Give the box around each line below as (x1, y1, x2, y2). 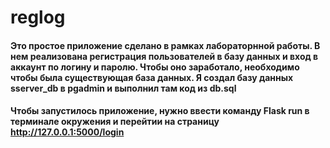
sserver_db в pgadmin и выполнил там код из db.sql (10, 82, 237, 94)
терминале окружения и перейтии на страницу (10, 116, 220, 128)
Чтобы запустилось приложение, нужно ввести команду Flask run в (10, 105, 310, 117)
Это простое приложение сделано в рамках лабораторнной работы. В (10, 39, 321, 51)
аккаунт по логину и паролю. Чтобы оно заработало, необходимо (10, 61, 300, 73)
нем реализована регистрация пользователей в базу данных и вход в (10, 50, 319, 62)
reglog (10, 6, 66, 29)
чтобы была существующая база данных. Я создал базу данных (10, 71, 294, 83)
